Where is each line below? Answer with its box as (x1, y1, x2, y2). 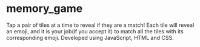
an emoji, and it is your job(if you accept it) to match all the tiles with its (6, 27, 184, 35)
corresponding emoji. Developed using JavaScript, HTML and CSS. (6, 34, 174, 41)
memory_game (6, 2, 83, 15)
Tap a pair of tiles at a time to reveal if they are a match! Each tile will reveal (6, 21, 195, 29)
